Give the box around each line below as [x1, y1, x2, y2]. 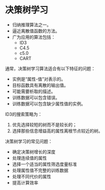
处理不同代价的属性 [12, 173, 52, 179]
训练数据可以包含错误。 [12, 94, 60, 100]
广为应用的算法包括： [12, 34, 55, 40]
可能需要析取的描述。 [12, 88, 55, 94]
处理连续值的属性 [12, 155, 47, 161]
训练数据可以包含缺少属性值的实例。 [12, 101, 86, 107]
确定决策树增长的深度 [12, 149, 55, 154]
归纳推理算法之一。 [12, 22, 52, 28]
